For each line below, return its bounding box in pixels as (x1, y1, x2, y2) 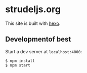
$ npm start (5, 62, 30, 68)
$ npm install (5, 58, 35, 63)
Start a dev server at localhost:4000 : (5, 48, 82, 54)
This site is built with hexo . (5, 20, 61, 26)
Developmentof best (5, 35, 71, 44)
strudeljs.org (5, 4, 61, 15)
